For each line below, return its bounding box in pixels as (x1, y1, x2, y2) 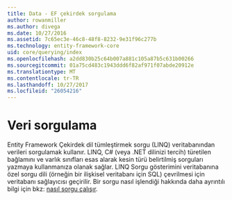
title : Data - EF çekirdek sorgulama (7, 10, 117, 17)
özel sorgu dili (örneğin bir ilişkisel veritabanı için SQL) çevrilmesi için (7, 170, 205, 178)
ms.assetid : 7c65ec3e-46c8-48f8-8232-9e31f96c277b (7, 36, 157, 43)
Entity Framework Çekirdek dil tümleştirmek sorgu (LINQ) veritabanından (7, 140, 215, 149)
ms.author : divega (7, 23, 60, 30)
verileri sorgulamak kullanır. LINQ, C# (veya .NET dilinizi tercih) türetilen (7, 148, 212, 156)
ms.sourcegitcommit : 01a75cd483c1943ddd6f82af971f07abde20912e (7, 62, 194, 69)
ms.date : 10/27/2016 (7, 29, 67, 37)
